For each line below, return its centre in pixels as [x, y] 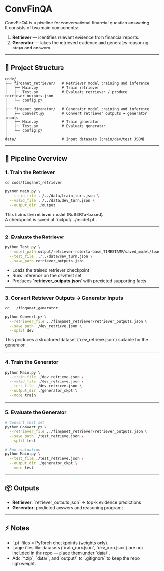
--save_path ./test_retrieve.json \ [47, 436]
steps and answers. [32, 48]
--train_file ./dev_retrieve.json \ [47, 377]
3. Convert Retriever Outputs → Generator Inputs [64, 298]
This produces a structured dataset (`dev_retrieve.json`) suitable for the [77, 340]
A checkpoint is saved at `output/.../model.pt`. [51, 219]
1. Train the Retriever [30, 172]
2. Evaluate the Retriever [35, 237]
